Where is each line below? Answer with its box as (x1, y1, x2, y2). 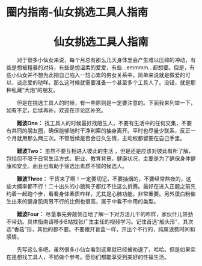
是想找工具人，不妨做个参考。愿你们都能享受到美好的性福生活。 (11, 253, 170, 261)
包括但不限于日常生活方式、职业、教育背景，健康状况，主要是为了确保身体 (6, 155, 191, 162)
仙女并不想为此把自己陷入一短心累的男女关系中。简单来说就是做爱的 (16, 72, 185, 79)
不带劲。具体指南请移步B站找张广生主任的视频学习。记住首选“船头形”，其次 (6, 218, 194, 226)
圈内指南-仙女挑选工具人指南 (6, 5, 148, 19)
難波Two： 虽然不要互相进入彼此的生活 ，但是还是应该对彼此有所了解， (17, 147, 194, 155)
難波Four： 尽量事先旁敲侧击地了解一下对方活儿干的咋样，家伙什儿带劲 (17, 211, 194, 218)
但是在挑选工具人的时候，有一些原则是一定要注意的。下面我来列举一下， (17, 99, 196, 107)
